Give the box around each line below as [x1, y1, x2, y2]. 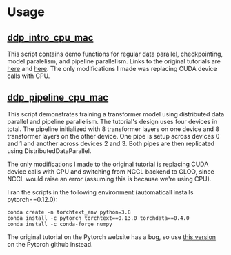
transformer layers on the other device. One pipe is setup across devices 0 [7, 132, 220, 140]
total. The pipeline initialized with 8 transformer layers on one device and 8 [7, 125, 219, 133]
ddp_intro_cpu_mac [7, 32, 94, 43]
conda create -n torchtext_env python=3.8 [7, 208, 131, 216]
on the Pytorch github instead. [7, 240, 93, 248]
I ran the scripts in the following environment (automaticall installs [7, 187, 194, 196]
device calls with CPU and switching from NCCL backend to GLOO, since [7, 167, 215, 176]
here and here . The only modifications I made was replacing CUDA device [7, 65, 217, 72]
